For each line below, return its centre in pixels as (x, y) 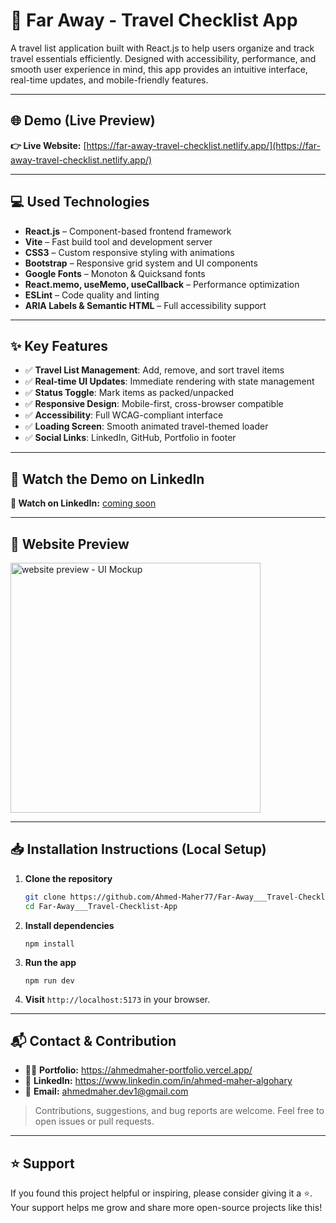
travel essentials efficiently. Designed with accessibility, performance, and (163, 58)
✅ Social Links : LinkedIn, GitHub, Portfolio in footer (130, 438)
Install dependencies (69, 925)
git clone (45, 897)
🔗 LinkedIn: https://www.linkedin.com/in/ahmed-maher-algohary (158, 1081)
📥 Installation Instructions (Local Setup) (138, 849)
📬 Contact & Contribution (93, 1040)
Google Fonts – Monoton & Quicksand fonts (115, 273)
